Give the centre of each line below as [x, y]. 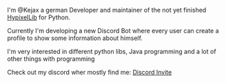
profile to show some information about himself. [75, 38]
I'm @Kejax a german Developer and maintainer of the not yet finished [107, 10]
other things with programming [51, 59]
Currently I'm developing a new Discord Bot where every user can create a [113, 31]
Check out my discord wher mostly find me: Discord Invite [90, 72]
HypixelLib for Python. [39, 17]
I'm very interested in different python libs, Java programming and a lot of [112, 52]
